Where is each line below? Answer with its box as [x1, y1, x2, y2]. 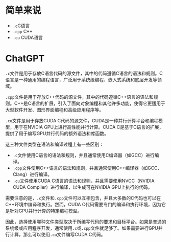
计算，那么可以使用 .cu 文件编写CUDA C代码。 [9, 231, 106, 237]
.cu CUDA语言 [12, 34, 43, 40]
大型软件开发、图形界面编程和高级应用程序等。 [5, 106, 104, 113]
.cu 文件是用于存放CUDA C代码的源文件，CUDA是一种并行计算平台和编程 [5, 117, 159, 123]
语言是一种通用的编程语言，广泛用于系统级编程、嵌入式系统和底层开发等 [5, 76, 157, 82]
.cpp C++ [12, 28, 33, 34]
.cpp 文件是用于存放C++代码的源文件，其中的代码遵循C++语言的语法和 [5, 94, 154, 100]
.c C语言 [12, 23, 30, 29]
